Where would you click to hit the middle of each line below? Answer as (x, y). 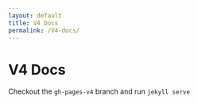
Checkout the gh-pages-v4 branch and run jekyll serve (99, 91)
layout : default (35, 15)
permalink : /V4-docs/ (44, 30)
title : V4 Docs (33, 23)
